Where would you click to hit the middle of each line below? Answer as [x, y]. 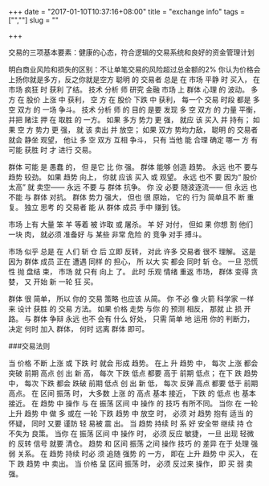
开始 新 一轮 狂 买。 [65, 282]
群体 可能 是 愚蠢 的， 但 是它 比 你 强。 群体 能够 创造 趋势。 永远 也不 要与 [133, 167]
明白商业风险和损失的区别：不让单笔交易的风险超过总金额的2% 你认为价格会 [134, 69]
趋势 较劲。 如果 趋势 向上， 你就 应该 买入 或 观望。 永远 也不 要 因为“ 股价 [133, 177]
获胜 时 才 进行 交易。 [60, 150]
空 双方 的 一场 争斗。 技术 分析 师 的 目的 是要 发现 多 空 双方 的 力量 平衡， [134, 109]
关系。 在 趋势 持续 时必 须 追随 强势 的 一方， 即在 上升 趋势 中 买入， [133, 453]
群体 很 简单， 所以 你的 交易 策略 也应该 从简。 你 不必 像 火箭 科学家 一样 [131, 299]
